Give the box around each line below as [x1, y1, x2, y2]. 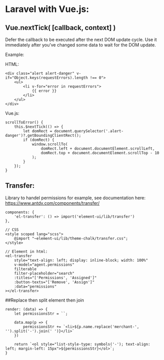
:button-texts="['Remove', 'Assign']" [14, 280, 95, 285]
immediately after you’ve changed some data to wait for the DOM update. [5, 42, 156, 48]
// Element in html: [5, 249, 48, 254]
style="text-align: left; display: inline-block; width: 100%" [14, 258, 149, 263]
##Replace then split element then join [5, 297, 84, 303]
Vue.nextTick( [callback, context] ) [5, 23, 116, 32]
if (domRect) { [23, 137, 55, 142]
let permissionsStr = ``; [14, 311, 68, 316]
